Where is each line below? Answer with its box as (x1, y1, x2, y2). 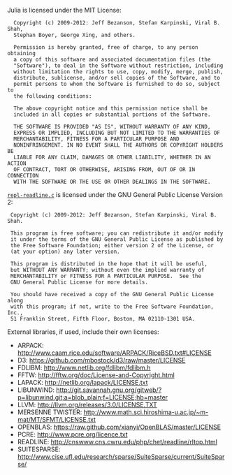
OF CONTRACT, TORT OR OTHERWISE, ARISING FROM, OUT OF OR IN (13, 166, 196, 173)
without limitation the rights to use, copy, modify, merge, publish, (13, 68, 224, 75)
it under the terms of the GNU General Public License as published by (10, 236, 224, 243)
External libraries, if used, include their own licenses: (7, 328, 159, 336)
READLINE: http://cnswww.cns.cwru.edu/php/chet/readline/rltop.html (17, 438, 218, 446)
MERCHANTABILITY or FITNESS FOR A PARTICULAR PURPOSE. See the (10, 272, 201, 279)
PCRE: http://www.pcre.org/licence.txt (17, 430, 128, 439)
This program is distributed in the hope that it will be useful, (10, 261, 208, 268)
